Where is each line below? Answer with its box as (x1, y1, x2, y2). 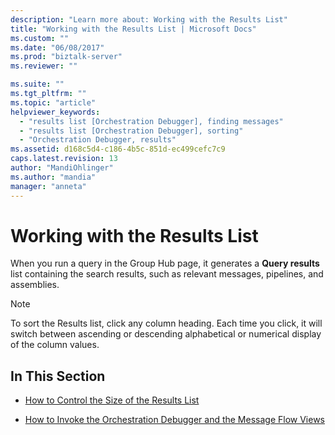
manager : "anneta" (10, 181, 87, 191)
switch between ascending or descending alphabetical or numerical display (10, 328, 322, 340)
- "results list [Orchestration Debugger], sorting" (19, 126, 244, 136)
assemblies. (10, 279, 60, 291)
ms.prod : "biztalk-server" (10, 52, 123, 62)
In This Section (10, 367, 106, 385)
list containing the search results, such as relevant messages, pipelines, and (10, 268, 324, 280)
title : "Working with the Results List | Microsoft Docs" (10, 24, 257, 34)
